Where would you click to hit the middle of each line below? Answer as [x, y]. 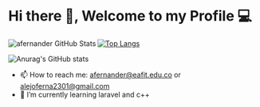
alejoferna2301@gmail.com [65, 86]
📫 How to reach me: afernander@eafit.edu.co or [100, 75]
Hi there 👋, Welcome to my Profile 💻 [130, 16]
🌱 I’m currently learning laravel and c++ [85, 94]
